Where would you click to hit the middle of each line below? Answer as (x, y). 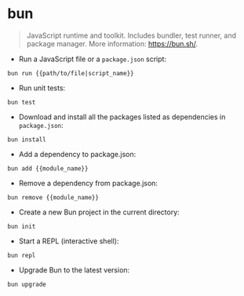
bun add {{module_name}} (48, 168)
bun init (22, 226)
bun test (22, 102)
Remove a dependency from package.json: (88, 183)
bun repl (22, 255)
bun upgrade (27, 284)
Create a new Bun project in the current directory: (99, 212)
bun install (27, 139)
